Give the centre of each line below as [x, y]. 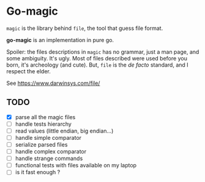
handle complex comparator [51, 151]
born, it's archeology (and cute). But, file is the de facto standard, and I [97, 65]
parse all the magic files [45, 117]
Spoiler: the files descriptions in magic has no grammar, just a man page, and [103, 52]
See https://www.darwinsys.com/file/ [53, 83]
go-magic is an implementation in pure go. [60, 40]
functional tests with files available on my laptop [76, 166]
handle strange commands [49, 158]
